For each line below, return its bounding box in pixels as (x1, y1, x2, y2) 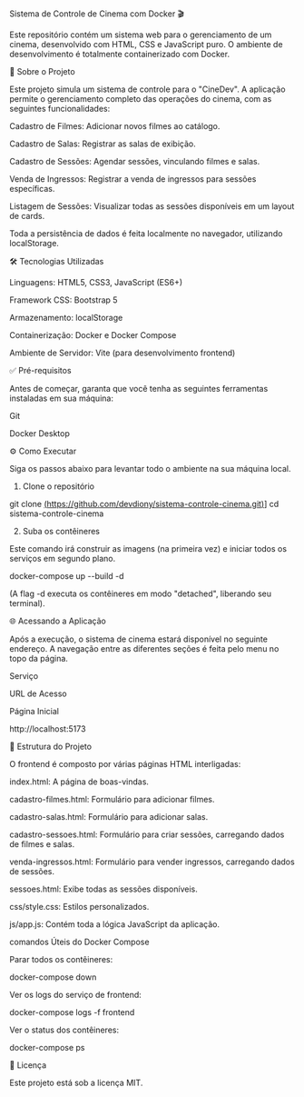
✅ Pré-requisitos (9, 365, 72, 375)
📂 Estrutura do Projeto (9, 741, 93, 752)
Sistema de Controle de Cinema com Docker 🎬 (9, 8, 184, 19)
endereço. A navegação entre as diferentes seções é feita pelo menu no (9, 643, 279, 653)
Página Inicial (9, 706, 59, 716)
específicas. (9, 184, 55, 194)
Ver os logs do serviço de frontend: (9, 990, 142, 1000)
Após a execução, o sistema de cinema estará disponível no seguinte (9, 633, 268, 644)
